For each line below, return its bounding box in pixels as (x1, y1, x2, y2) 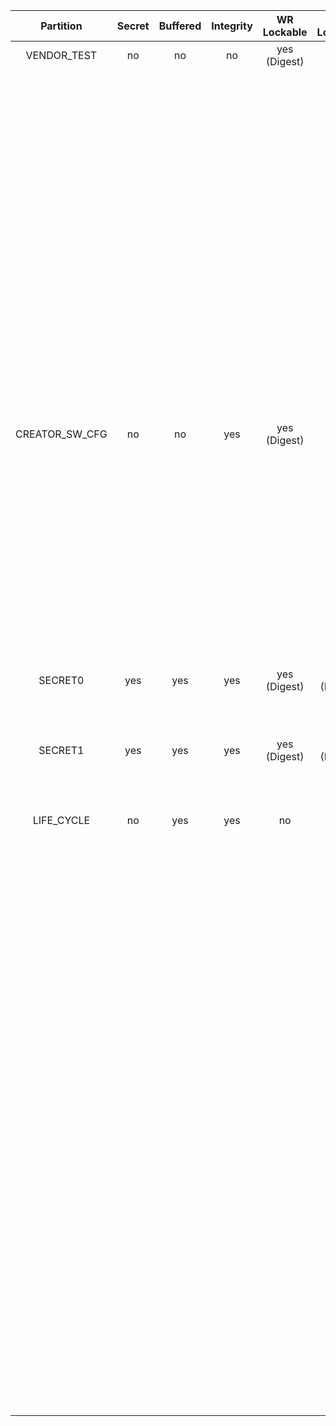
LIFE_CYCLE (32, 814, 91, 827)
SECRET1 (38, 744, 85, 757)
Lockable (262, 25, 308, 39)
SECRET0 (38, 674, 85, 687)
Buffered (158, 19, 202, 33)
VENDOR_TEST (25, 49, 98, 62)
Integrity (211, 19, 253, 33)
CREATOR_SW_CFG (15, 427, 108, 441)
